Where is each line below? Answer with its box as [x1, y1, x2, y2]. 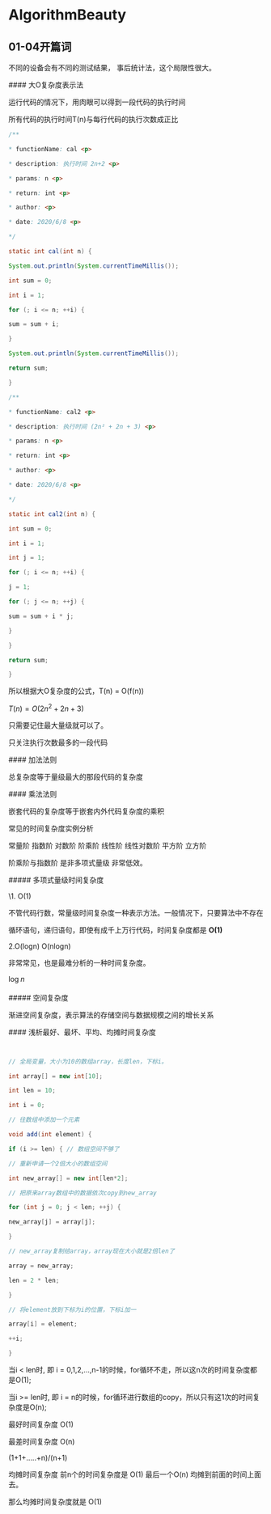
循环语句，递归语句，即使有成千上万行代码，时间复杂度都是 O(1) [8, 924, 223, 935]
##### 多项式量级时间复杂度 [8, 875, 104, 885]
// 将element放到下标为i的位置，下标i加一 [8, 1305, 137, 1313]
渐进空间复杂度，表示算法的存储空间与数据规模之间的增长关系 [8, 1009, 214, 1020]
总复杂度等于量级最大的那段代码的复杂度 [8, 772, 143, 781]
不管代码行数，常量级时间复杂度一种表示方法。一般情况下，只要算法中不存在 [8, 907, 264, 917]
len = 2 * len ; [8, 1276, 60, 1284]
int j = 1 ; [8, 554, 45, 562]
